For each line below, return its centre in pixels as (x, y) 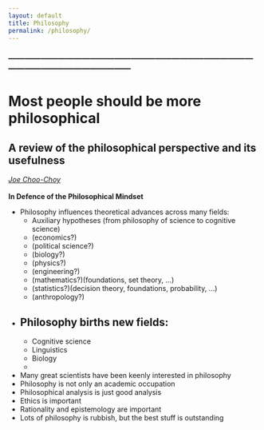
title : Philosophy (39, 23)
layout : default (35, 16)
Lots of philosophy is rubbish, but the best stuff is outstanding (122, 418)
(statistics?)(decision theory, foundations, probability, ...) (124, 289)
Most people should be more (105, 102)
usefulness (37, 160)
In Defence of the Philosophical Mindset (76, 197)
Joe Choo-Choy (35, 180)
